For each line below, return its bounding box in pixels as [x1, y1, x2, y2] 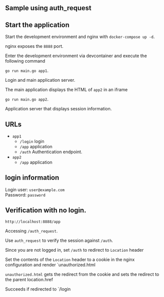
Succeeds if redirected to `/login [5, 286, 71, 292]
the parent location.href [5, 276, 53, 282]
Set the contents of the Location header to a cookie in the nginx [5, 256, 135, 263]
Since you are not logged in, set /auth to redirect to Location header [5, 247, 144, 253]
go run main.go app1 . [5, 67, 49, 73]
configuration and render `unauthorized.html [5, 262, 95, 267]
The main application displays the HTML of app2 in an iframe [5, 87, 128, 93]
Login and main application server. [5, 77, 76, 83]
